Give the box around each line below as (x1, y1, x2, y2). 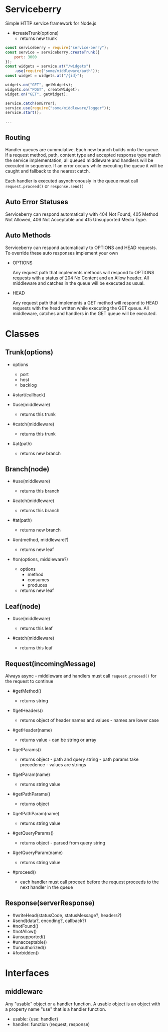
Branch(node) (5, 465, 50, 473)
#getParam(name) (12, 771, 50, 777)
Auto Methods (5, 231, 51, 240)
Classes (5, 328, 40, 339)
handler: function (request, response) (12, 1021, 90, 1027)
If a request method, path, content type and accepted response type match (5, 152, 161, 158)
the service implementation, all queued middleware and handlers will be (5, 157, 154, 163)
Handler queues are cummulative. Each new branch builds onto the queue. (5, 147, 159, 152)
